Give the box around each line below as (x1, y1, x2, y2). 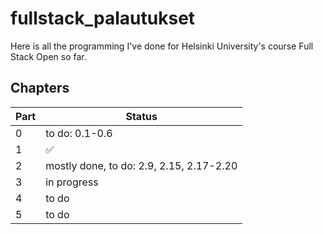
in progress (45, 175, 99, 189)
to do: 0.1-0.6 (45, 126, 113, 140)
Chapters (10, 80, 70, 97)
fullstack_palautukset (10, 7, 196, 30)
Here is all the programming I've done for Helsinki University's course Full (10, 40, 314, 52)
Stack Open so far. (10, 50, 87, 62)
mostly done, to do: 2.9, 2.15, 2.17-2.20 (45, 158, 238, 172)
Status (125, 109, 158, 123)
